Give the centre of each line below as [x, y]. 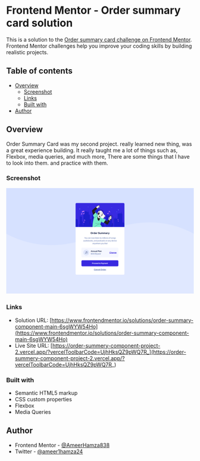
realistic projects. [27, 52]
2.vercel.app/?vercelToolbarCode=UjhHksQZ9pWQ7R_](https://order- [100, 352]
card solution [40, 23]
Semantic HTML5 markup [46, 393]
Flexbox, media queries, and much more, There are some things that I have [98, 156]
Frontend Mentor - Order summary [93, 10]
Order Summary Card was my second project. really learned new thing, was [99, 144]
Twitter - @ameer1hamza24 [49, 451]
